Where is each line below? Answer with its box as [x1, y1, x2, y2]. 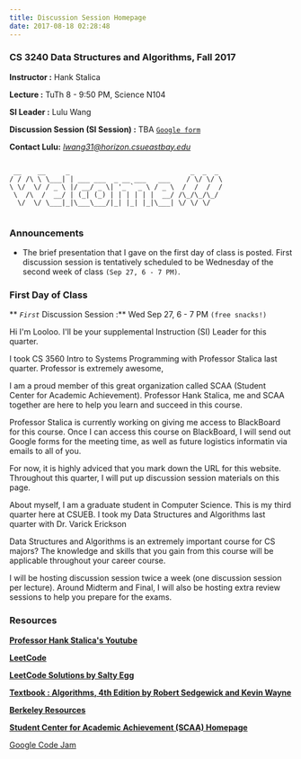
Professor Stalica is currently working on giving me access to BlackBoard [9, 417, 281, 428]
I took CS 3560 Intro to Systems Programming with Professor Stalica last [9, 353, 278, 364]
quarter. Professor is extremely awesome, [9, 363, 164, 374]
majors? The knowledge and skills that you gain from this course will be [9, 546, 274, 557]
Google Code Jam [9, 739, 76, 750]
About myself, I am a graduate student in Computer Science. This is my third [9, 500, 292, 511]
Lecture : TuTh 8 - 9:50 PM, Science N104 [9, 89, 166, 100]
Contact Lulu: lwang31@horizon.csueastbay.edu [9, 141, 191, 152]
